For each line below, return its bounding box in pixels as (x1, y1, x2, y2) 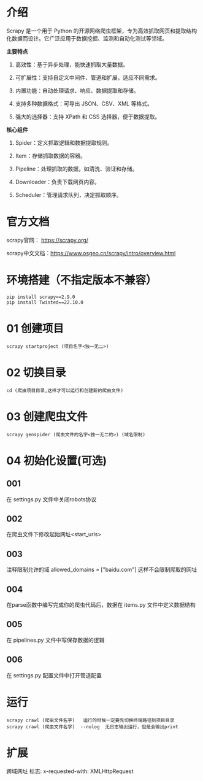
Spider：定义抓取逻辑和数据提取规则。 (15, 139, 113, 146)
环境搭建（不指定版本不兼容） (6, 274, 158, 287)
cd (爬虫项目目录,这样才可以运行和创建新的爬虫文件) (6, 387, 124, 393)
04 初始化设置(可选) (6, 453, 107, 467)
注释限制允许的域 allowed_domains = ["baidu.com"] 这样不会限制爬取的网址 (6, 566, 197, 574)
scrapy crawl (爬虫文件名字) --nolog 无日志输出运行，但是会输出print (6, 723, 178, 730)
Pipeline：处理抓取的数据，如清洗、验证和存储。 (15, 165, 138, 172)
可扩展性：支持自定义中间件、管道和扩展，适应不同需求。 (15, 74, 161, 81)
